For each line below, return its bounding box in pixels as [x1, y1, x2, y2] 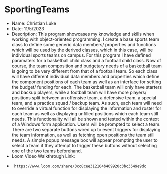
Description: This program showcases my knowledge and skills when [11, 31, 154, 37]
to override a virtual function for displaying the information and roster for [11, 105, 162, 111]
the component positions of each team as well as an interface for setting [11, 79, 161, 85]
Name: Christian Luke [11, 20, 57, 26]
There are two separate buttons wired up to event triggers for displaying [11, 126, 161, 132]
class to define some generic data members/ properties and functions [11, 41, 156, 47]
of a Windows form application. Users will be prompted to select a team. [11, 121, 161, 127]
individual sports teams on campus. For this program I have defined [11, 52, 151, 58]
